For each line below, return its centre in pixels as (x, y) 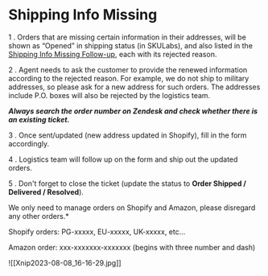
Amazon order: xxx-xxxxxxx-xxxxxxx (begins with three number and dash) (132, 247)
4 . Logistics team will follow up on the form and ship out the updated (123, 159)
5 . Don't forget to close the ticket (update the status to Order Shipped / (128, 183)
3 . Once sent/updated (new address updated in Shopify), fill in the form (128, 135)
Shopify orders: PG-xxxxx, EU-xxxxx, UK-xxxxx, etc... (97, 232)
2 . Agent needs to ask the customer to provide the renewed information (128, 69)
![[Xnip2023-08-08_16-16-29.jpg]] (65, 262)
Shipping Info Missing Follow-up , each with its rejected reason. (113, 54)
